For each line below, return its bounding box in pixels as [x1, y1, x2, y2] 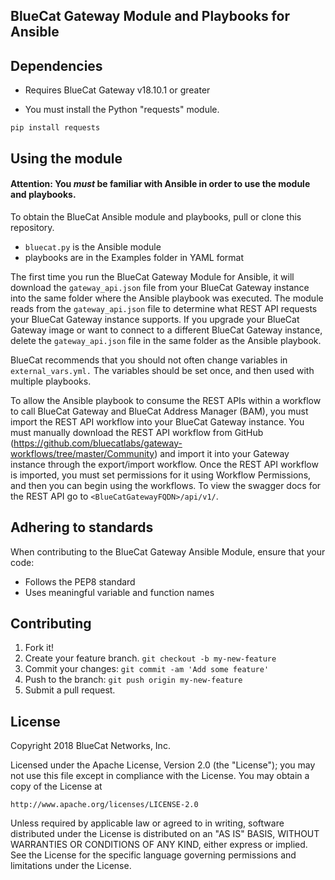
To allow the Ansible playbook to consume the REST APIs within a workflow [10, 394, 322, 406]
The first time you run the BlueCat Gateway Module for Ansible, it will [10, 270, 295, 283]
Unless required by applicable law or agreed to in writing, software [10, 817, 285, 829]
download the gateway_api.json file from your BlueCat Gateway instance [10, 281, 310, 293]
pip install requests [10, 123, 101, 133]
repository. [10, 221, 55, 233]
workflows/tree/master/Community [10, 447, 155, 459]
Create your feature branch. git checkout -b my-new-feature [24, 652, 277, 664]
